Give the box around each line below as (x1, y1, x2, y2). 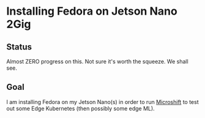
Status (6, 42, 32, 52)
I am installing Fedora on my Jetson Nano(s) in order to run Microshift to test (6, 98, 199, 105)
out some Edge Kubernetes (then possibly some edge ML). (6, 105, 155, 112)
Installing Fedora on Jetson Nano (6, 4, 177, 18)
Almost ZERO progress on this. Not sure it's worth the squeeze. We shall (6, 58, 188, 65)
